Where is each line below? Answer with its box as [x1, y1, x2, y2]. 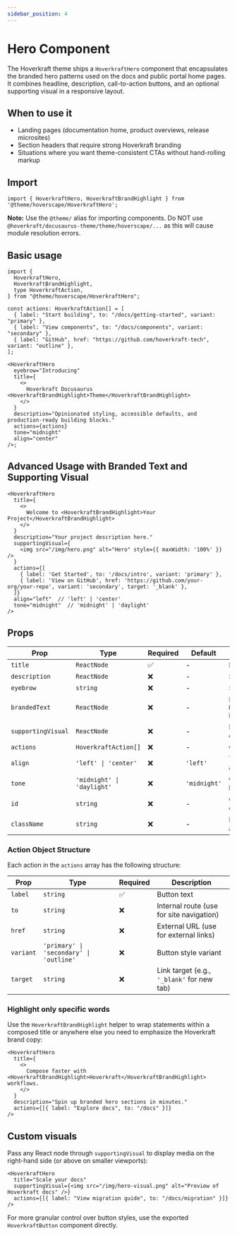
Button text [157, 889, 194, 899]
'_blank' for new [157, 974, 213, 984]
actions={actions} [13, 423, 68, 430]
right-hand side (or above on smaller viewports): [7, 1157, 148, 1165]
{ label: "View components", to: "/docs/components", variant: [13, 324, 203, 331]
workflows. [7, 1080, 39, 1088]
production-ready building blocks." [7, 416, 115, 424]
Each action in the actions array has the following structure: [7, 861, 181, 869]
